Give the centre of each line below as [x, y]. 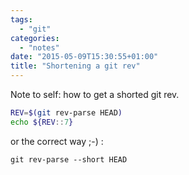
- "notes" [39, 47]
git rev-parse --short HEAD [69, 159]
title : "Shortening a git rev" [75, 66]
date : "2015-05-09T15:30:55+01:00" [84, 57]
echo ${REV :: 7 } [42, 122]
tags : [21, 19]
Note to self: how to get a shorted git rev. [95, 94]
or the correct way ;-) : [57, 141]
